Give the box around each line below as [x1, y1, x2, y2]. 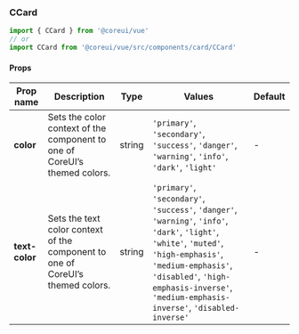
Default [253, 91, 286, 103]
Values [183, 91, 214, 103]
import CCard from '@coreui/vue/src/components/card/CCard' [9, 43, 238, 53]
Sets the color [47, 111, 107, 124]
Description [53, 91, 105, 103]
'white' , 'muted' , [152, 237, 224, 249]
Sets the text [47, 212, 101, 224]
